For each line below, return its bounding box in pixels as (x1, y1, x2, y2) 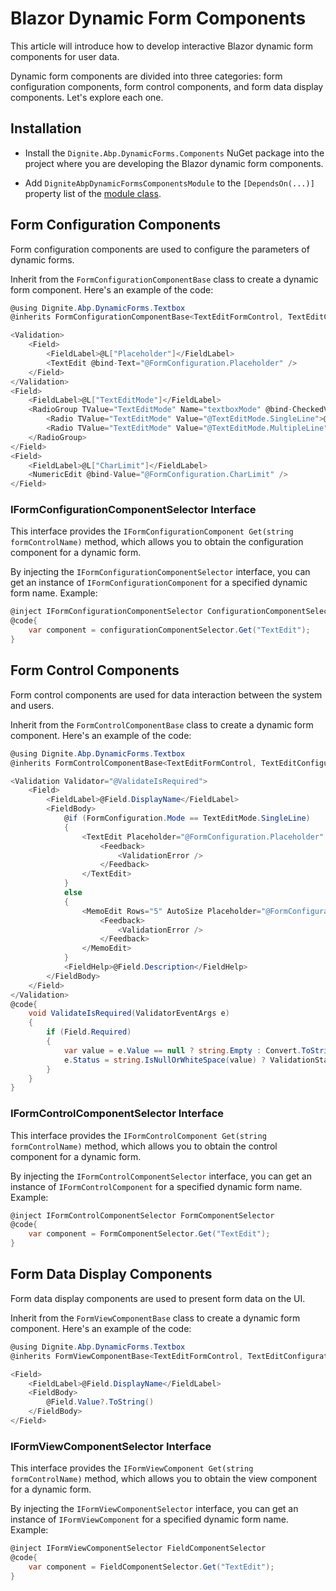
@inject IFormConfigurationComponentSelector (10, 607, 203, 617)
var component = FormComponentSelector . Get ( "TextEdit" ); (28, 1229, 271, 1239)
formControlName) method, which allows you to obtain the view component (10, 1473, 318, 1485)
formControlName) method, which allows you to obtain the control (10, 1140, 278, 1152)
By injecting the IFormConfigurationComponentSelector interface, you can (10, 566, 311, 578)
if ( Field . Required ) (46, 1027, 132, 1037)
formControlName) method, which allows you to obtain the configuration (10, 536, 304, 548)
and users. (10, 699, 55, 711)
